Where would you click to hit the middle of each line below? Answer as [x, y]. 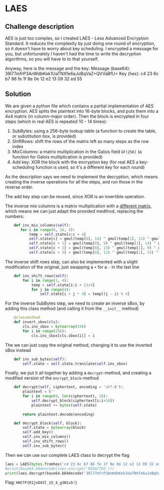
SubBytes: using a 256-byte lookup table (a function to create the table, [84, 131]
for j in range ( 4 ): [51, 289]
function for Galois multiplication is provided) [57, 157]
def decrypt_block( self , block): [48, 423]
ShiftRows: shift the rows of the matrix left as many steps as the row [80, 141]
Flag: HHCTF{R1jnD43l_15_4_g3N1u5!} [41, 482]
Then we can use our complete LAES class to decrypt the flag [67, 455]
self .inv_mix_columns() [47, 437]
